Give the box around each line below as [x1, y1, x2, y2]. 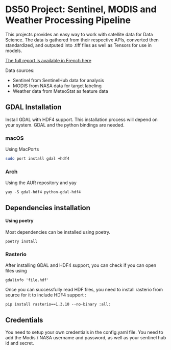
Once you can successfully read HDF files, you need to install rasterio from [5, 287, 163, 293]
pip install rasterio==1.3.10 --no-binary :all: [5, 302, 111, 307]
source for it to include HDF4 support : [5, 292, 87, 298]
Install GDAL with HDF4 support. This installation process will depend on [5, 116, 158, 122]
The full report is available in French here [5, 57, 92, 63]
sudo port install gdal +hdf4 [5, 156, 70, 161]
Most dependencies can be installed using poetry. [5, 229, 111, 235]
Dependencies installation [5, 203, 91, 212]
